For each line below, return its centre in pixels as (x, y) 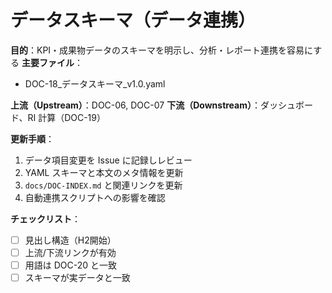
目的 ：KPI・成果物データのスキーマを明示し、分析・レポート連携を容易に (162, 50)
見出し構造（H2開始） (70, 240)
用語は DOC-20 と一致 (71, 265)
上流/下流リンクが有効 (70, 252)
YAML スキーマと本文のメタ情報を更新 (104, 172)
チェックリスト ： (45, 218)
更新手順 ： (32, 138)
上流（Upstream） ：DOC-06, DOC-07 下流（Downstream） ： (136, 105)
